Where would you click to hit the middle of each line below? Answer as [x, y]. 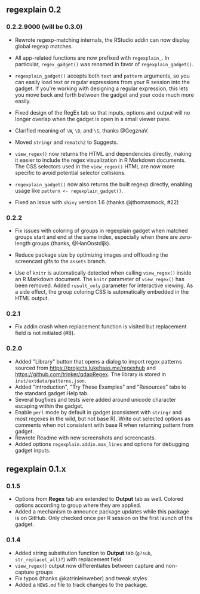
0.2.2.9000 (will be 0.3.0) [44, 27]
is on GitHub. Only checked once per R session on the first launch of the [104, 518]
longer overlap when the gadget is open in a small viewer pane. [93, 119]
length [23, 243]
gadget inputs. [33, 450]
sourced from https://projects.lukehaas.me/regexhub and [85, 368]
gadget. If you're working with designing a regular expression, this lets [101, 88]
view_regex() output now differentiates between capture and [90, 565]
